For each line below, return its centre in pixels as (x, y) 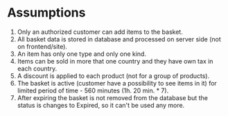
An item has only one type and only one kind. (82, 54)
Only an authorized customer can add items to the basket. (100, 32)
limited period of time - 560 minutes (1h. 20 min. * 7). (93, 90)
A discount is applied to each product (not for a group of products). (113, 76)
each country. (37, 68)
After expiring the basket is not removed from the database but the (112, 97)
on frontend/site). (42, 46)
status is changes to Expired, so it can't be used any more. (101, 105)
